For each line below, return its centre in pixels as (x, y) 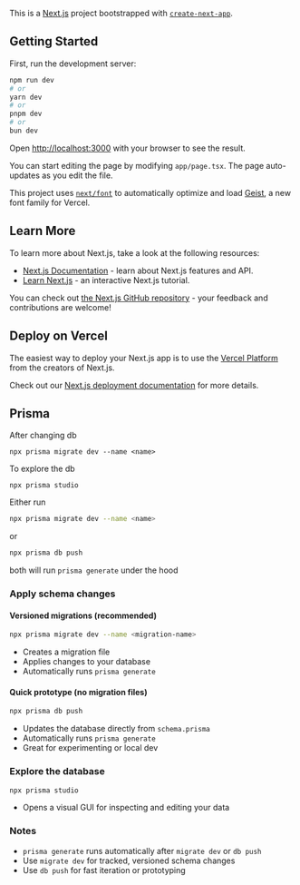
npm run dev (32, 80)
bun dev (24, 131)
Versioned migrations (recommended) (83, 615)
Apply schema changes (63, 594)
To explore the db (42, 469)
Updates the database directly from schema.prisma (116, 729)
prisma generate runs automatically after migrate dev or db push (142, 851)
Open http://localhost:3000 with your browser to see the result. (128, 148)
